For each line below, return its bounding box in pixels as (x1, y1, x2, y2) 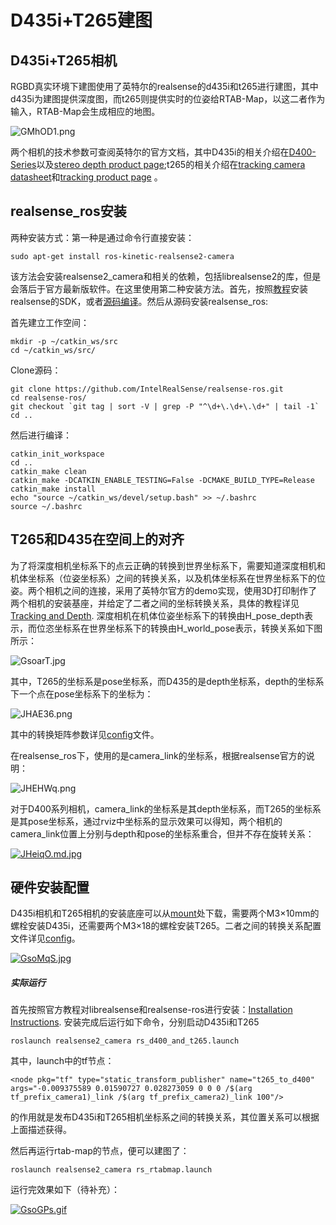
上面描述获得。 (10, 1124, 72, 1136)
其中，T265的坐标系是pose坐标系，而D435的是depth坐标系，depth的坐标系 (10, 675, 325, 687)
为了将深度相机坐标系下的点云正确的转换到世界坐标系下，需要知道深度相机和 (10, 559, 326, 571)
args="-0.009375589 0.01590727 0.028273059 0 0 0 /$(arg (10, 1084, 253, 1094)
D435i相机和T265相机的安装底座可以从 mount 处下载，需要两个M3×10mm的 (10, 907, 320, 920)
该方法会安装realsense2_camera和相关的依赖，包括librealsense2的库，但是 (10, 270, 322, 282)
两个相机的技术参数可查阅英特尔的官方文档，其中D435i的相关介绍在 (10, 146, 290, 158)
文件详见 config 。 (10, 932, 81, 945)
